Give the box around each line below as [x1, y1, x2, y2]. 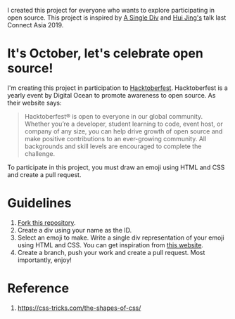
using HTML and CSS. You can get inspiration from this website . [17, 240, 204, 249]
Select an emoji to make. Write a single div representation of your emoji [17, 233, 224, 242]
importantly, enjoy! [17, 256, 72, 264]
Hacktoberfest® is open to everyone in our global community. [24, 112, 203, 120]
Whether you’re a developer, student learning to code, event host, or [24, 119, 223, 128]
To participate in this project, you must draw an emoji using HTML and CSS [7, 163, 225, 171]
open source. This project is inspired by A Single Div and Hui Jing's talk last [7, 13, 227, 22]
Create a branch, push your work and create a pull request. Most [17, 248, 205, 256]
